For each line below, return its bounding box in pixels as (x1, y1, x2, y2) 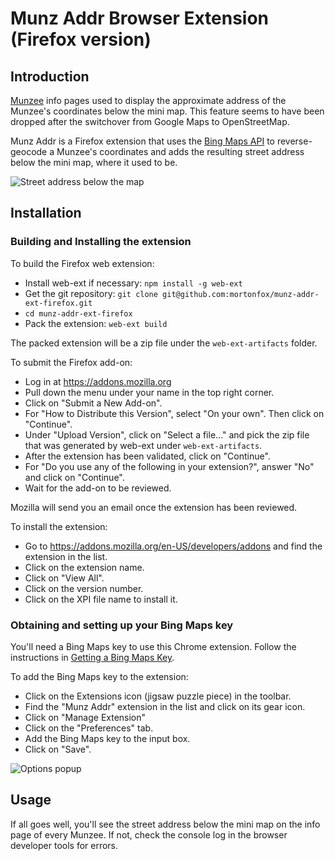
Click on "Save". (24, 743, 92, 755)
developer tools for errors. (10, 839, 119, 851)
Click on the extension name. (24, 561, 145, 573)
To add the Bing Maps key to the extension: (10, 670, 189, 682)
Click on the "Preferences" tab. (24, 722, 154, 734)
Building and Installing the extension (10, 235, 192, 249)
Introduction (10, 68, 90, 85)
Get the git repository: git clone (24, 287, 158, 299)
